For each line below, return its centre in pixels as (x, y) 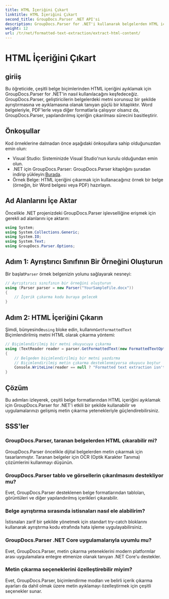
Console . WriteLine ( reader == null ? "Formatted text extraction (83, 367)
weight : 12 (17, 29)
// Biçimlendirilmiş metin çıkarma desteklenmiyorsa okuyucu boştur (88, 363)
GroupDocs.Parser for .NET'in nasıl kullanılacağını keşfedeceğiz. (72, 94)
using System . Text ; (26, 242)
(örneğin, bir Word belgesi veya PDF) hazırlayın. (62, 185)
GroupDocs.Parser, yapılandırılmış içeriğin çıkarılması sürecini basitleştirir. (82, 115)
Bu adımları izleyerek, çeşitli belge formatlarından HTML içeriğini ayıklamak (83, 400)
